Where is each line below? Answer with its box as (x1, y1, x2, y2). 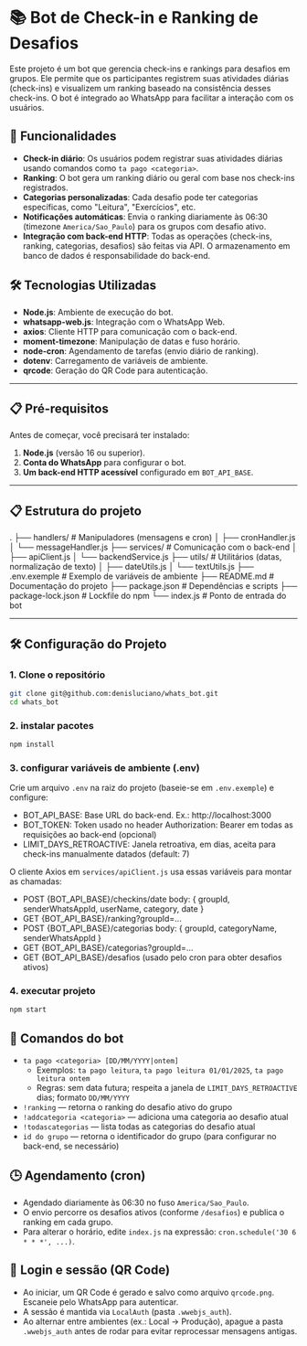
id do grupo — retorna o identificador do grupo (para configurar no (22, 1131, 277, 1142)
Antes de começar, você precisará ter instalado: (9, 430, 190, 441)
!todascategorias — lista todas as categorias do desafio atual (22, 1121, 256, 1132)
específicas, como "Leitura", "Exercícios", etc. (22, 201, 196, 212)
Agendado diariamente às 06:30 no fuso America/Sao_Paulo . (22, 1197, 249, 1208)
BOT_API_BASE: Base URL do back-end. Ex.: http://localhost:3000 (22, 810, 272, 821)
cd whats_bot (9, 697, 59, 707)
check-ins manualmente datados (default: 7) (22, 849, 190, 860)
